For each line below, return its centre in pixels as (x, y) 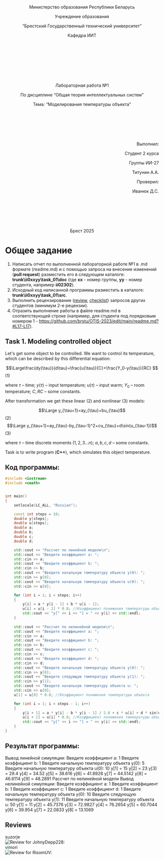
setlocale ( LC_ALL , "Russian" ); (46, 505)
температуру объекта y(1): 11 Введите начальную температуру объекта (80, 799)
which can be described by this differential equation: (58, 359)
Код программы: (32, 467)
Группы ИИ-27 (144, 163)
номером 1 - (25, 321)
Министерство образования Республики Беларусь (82, 7)
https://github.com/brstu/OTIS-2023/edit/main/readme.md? (99, 321)
